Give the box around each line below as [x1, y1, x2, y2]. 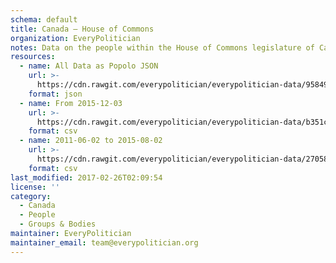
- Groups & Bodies [19, 219, 97, 230]
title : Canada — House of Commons [10, 24, 155, 34]
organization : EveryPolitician [10, 33, 141, 43]
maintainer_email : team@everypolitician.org [10, 237, 199, 248]
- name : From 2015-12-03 [19, 98, 123, 108]
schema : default [10, 14, 78, 25]
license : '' [10, 182, 60, 192]
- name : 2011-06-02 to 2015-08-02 [19, 136, 163, 146]
